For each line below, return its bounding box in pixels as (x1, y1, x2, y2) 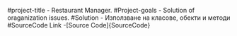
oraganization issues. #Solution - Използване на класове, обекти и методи (7, 13, 231, 22)
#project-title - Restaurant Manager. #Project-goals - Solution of (7, 6, 195, 14)
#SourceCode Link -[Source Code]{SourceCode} (7, 21, 151, 29)
